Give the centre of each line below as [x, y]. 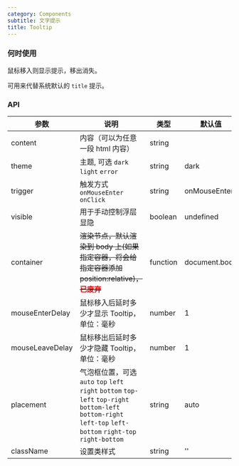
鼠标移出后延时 [105, 337]
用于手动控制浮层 [108, 212]
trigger [22, 191]
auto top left [102, 382]
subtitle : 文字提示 [34, 21]
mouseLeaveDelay [42, 348]
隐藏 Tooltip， [117, 348]
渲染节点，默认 [105, 236]
